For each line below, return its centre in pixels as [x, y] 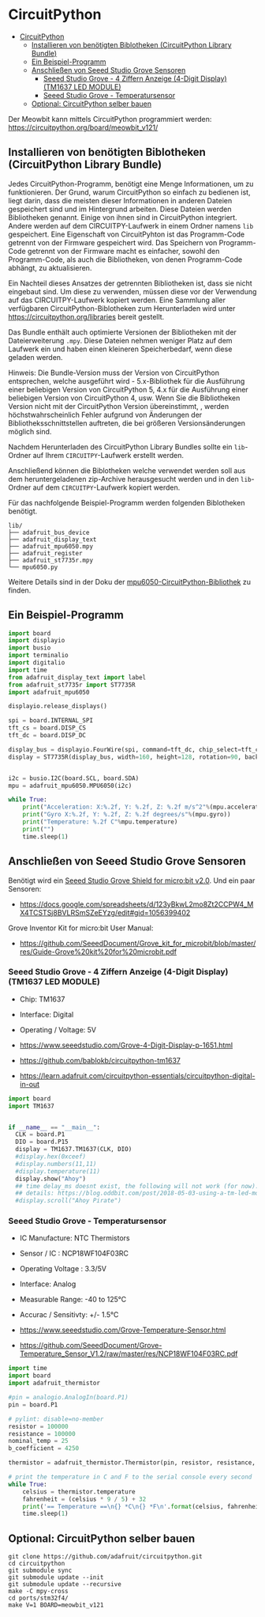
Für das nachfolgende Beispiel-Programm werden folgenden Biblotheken [127, 502]
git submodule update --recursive [65, 1585]
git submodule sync [40, 1571]
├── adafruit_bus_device [49, 532]
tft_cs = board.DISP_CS [47, 728]
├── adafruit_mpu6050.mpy [50, 546]
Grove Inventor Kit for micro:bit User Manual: [81, 928]
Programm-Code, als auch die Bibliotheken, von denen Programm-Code [125, 259]
